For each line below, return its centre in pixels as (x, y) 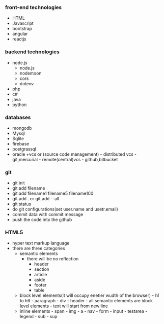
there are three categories (39, 249)
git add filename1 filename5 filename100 (53, 193)
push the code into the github (42, 220)
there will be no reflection (53, 259)
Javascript (23, 23)
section (42, 269)
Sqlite (18, 138)
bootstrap (22, 29)
